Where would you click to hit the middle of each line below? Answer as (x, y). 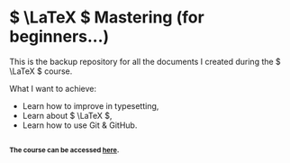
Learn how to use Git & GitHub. (80, 125)
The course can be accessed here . (64, 150)
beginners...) (59, 36)
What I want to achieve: (53, 88)
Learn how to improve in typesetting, (91, 105)
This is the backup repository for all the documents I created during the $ (145, 61)
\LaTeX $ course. (41, 71)
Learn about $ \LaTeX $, (67, 115)
